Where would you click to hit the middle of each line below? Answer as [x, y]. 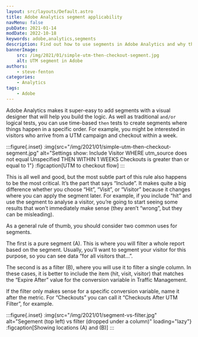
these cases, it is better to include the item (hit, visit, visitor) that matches [95, 273]
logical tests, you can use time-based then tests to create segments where [97, 123]
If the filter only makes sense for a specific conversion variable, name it [93, 291]
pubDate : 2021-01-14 [32, 28]
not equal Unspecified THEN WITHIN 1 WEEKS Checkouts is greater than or [98, 159]
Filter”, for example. [30, 303]
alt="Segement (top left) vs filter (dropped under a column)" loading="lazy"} [99, 321]
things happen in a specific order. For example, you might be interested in [95, 129]
